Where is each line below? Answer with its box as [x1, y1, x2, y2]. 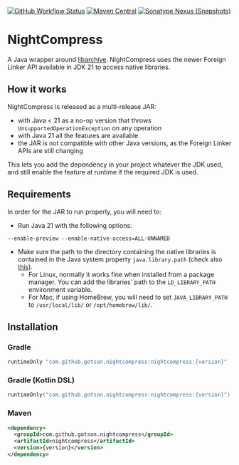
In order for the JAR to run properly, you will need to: [7, 207, 162, 216]
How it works [7, 83, 67, 95]
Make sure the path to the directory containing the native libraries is [17, 247, 217, 256]
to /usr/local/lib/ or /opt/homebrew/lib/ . [28, 300, 153, 309]
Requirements [7, 189, 71, 201]
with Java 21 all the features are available [17, 131, 139, 140]
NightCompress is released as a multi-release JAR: [7, 102, 156, 110]
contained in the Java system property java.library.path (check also [17, 255, 223, 263]
